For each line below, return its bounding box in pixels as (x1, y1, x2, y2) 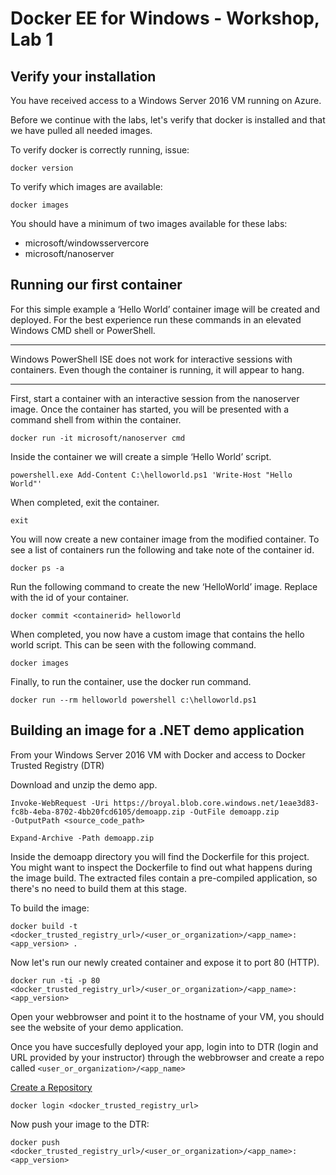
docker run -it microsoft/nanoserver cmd (10, 433, 186, 443)
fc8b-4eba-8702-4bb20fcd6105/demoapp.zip (10, 807, 186, 817)
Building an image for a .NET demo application (10, 722, 305, 739)
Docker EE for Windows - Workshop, (10, 7, 320, 30)
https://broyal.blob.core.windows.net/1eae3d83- (113, 798, 320, 808)
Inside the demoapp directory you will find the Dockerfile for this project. (10, 850, 310, 862)
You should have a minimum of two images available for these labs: (10, 218, 288, 229)
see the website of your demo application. (10, 1021, 184, 1033)
